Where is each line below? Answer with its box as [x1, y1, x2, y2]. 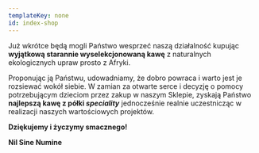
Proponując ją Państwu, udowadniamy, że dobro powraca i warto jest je [8, 73, 242, 82]
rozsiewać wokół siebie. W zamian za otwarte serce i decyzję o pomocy [8, 81, 244, 91]
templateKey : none [8, 11, 69, 20]
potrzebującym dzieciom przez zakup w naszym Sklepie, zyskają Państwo [8, 90, 252, 99]
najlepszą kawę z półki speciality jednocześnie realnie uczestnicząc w [8, 98, 242, 108]
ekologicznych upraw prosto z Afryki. [8, 57, 131, 67]
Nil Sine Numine [8, 137, 62, 147]
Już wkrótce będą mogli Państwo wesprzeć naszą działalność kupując [8, 40, 240, 50]
